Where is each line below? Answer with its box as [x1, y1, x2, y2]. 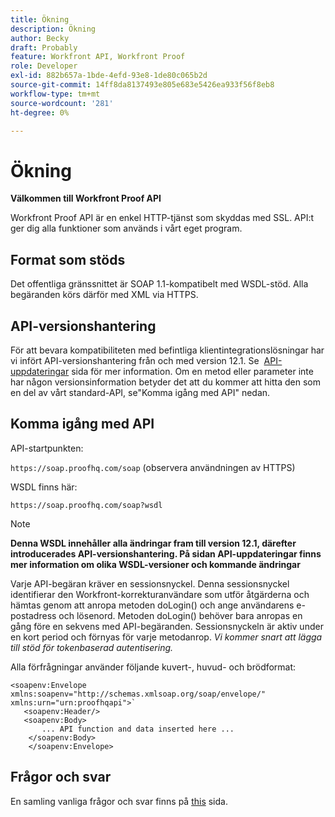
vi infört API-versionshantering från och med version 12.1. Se [10, 354, 260, 366]
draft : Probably [10, 42, 78, 53]
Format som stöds [10, 251, 126, 268]
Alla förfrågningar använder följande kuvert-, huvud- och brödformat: [10, 661, 297, 673]
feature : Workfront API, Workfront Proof [10, 52, 186, 62]
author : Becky [10, 33, 70, 43]
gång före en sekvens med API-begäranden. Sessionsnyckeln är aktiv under [10, 620, 324, 632]
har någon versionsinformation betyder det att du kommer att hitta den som [10, 376, 321, 388]
